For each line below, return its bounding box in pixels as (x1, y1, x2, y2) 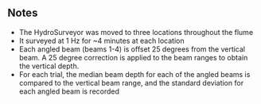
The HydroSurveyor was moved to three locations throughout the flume (18, 27, 254, 37)
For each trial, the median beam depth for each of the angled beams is (18, 69, 251, 79)
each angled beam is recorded (18, 87, 120, 96)
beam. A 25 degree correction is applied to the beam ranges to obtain (18, 52, 248, 62)
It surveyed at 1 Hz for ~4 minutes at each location (18, 36, 185, 45)
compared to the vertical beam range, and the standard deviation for (18, 78, 244, 87)
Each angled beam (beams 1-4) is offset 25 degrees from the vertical (18, 44, 246, 54)
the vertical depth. (18, 61, 80, 71)
